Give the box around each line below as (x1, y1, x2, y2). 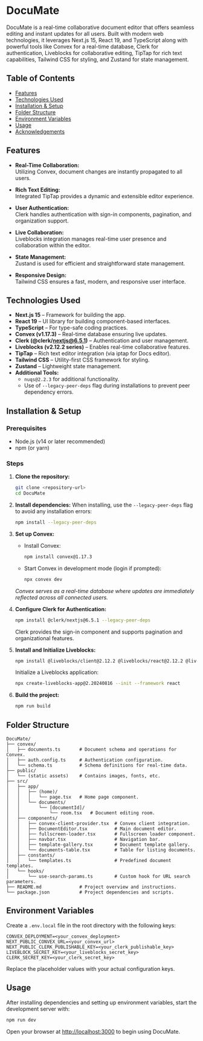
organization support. (14, 217, 69, 224)
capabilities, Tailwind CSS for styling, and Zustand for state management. (6, 56, 189, 63)
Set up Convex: (14, 530, 55, 537)
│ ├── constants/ (6, 852, 56, 858)
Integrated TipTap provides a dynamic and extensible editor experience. (14, 192, 195, 199)
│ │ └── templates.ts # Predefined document (6, 858, 172, 864)
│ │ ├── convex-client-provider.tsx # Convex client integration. (6, 820, 190, 827)
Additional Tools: (14, 369, 59, 377)
